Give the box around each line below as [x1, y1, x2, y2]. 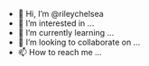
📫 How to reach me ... [17, 47, 102, 57]
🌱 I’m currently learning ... [17, 28, 115, 37]
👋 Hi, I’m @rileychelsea [17, 9, 104, 19]
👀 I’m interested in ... [17, 18, 95, 29]
